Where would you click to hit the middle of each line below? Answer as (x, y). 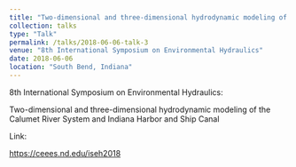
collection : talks (43, 26)
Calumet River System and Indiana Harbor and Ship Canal (114, 119)
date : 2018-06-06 (41, 59)
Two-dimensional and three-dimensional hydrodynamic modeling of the (140, 109)
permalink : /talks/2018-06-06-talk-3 (79, 42)
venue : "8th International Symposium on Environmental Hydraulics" (136, 51)
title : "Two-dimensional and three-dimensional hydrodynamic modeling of (148, 17)
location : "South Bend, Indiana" (71, 68)
